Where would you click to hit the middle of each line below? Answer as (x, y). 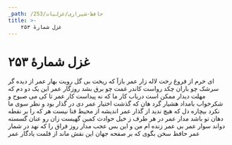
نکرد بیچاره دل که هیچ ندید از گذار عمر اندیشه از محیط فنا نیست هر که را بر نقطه (114, 111)
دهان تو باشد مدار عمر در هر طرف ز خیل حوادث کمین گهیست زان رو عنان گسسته (116, 119)
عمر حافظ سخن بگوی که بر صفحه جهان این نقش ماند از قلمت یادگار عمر (104, 134)
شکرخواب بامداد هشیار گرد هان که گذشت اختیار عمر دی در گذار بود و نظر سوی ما (116, 103)
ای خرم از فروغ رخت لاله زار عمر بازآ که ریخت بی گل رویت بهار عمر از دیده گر (111, 81)
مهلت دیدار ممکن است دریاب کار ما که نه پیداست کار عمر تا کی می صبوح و (107, 96)
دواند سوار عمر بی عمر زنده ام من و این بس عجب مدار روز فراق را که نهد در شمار (116, 126)
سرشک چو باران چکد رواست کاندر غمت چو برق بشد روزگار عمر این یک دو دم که (114, 89)
